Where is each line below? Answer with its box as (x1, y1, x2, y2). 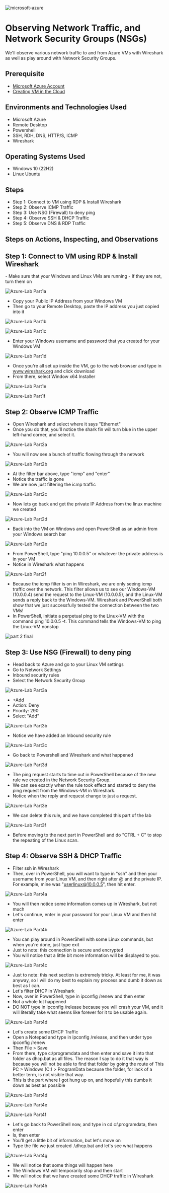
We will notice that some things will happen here (12, 1162, 113, 1168)
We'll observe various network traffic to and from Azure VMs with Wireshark (5, 49, 163, 55)
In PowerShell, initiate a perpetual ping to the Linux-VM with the (12, 613, 145, 619)
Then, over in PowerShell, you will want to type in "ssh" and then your (12, 870, 157, 876)
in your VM (12, 556, 36, 562)
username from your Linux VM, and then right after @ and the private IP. (12, 876, 162, 882)
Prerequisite (5, 69, 45, 78)
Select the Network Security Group (12, 678, 86, 684)
